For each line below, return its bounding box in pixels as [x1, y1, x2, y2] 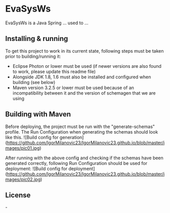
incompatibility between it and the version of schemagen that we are [12, 90, 156, 96]
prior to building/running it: [5, 53, 61, 59]
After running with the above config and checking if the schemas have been [5, 155, 163, 161]
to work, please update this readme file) [12, 68, 96, 74]
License [5, 191, 31, 199]
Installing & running [5, 34, 68, 43]
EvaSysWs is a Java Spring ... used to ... [5, 20, 89, 26]
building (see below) [12, 79, 56, 85]
